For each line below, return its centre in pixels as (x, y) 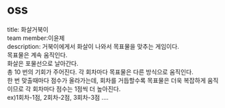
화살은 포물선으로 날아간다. (43, 63)
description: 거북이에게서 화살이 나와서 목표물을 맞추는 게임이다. (93, 46)
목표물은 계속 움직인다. (37, 55)
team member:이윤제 (36, 38)
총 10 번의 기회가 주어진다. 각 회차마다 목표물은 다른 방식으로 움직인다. (100, 72)
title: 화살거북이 (28, 29)
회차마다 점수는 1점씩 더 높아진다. (77, 89)
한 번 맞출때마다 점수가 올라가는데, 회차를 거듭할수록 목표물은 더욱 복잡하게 (107, 80)
